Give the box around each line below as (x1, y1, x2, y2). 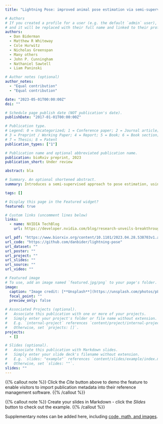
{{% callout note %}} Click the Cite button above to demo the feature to (5, 379, 148, 385)
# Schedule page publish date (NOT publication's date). (5, 110, 123, 115)
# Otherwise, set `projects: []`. (5, 325, 79, 330)
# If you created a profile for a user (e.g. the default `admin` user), (5, 20, 158, 25)
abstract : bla (5, 169, 34, 173)
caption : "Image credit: (9, 289, 60, 294)
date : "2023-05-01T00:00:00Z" (5, 97, 66, 102)
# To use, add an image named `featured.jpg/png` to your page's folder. (5, 280, 158, 285)
